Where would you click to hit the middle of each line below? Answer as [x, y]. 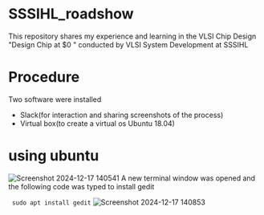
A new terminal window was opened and [188, 178]
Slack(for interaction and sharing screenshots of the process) [122, 115]
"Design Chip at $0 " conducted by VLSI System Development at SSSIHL [128, 44]
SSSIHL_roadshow [71, 14]
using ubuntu [54, 156]
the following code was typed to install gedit [81, 186]
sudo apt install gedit [51, 203]
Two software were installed [55, 99]
